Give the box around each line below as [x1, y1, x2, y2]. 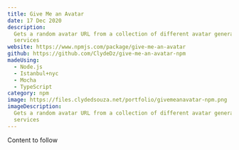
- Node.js [14, 63, 43, 70]
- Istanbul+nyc [14, 70, 59, 77]
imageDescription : [7, 103, 62, 110]
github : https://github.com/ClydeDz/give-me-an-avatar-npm [7, 50, 186, 58]
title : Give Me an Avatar [7, 10, 84, 18]
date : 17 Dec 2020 [7, 17, 62, 24]
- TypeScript [14, 83, 53, 90]
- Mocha [14, 76, 37, 84]
